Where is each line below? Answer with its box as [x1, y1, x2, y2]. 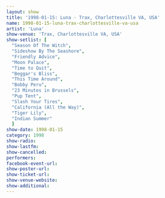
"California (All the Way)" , [11, 104, 85, 110]
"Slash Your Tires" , [11, 98, 63, 104]
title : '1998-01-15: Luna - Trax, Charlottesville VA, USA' [6, 14, 161, 21]
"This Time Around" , [11, 76, 63, 82]
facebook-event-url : [6, 161, 58, 167]
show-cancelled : [6, 149, 47, 155]
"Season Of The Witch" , [11, 43, 71, 49]
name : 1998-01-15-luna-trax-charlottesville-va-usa [6, 20, 139, 26]
